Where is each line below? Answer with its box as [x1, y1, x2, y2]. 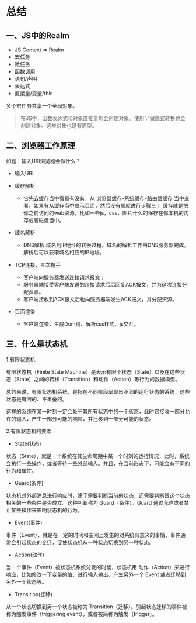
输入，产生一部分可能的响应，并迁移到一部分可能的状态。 [16, 415, 155, 422]
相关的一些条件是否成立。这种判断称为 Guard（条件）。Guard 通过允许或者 [6, 499, 184, 506]
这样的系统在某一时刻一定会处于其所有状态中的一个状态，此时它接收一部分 [6, 408, 185, 415]
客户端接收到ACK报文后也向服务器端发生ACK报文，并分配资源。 [23, 295, 178, 302]
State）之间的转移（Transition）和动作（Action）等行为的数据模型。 [16, 376, 181, 383]
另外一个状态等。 [6, 578, 47, 585]
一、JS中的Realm [6, 30, 70, 40]
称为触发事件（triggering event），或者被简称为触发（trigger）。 [6, 610, 157, 617]
